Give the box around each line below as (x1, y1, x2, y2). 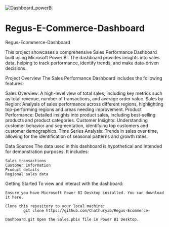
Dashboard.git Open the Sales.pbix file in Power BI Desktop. (5, 217, 139, 222)
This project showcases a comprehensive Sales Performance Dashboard (5, 49, 157, 55)
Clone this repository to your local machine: (5, 203, 105, 209)
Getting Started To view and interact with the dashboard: (5, 180, 123, 186)
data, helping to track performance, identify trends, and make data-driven (5, 60, 159, 66)
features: (5, 80, 24, 86)
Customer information (5, 163, 51, 168)
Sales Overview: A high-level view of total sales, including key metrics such (5, 90, 163, 96)
